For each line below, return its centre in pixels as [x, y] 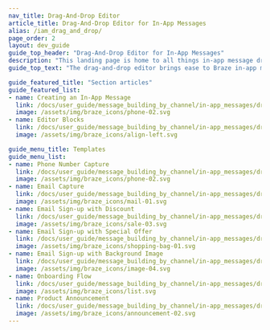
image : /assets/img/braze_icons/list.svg [86, 291]
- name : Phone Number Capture [59, 164]
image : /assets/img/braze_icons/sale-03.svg [91, 224]
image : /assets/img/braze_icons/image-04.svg [93, 269]
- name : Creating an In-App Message [70, 97]
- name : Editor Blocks [46, 120]
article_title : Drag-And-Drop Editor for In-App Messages [107, 23]
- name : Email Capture [46, 187]
